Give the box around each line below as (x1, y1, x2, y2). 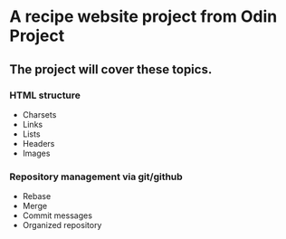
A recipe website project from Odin (9, 6, 278, 27)
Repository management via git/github (9, 170, 183, 183)
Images (22, 148, 51, 158)
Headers (22, 138, 55, 148)
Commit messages (22, 210, 93, 221)
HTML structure (9, 89, 81, 101)
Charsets (22, 109, 57, 119)
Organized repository (22, 220, 102, 231)
